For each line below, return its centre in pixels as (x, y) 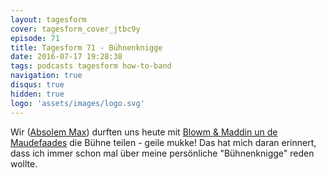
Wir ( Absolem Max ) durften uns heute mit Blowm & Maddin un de (144, 132)
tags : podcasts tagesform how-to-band (91, 66)
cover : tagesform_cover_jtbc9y (75, 29)
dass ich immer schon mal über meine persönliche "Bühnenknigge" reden (162, 153)
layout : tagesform (48, 19)
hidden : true (37, 94)
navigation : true (46, 76)
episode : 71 (35, 38)
